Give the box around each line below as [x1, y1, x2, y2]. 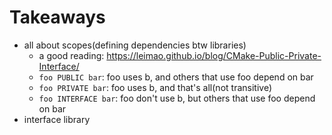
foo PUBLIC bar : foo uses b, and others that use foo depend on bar [38, 71, 314, 83]
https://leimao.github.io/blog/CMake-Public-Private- [106, 49, 322, 61]
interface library [23, 113, 91, 125]
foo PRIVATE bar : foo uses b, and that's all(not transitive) [38, 81, 272, 93]
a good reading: [38, 49, 105, 61]
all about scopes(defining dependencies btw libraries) [23, 39, 247, 51]
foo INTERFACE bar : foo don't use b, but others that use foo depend [38, 92, 316, 104]
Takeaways [9, 6, 106, 29]
